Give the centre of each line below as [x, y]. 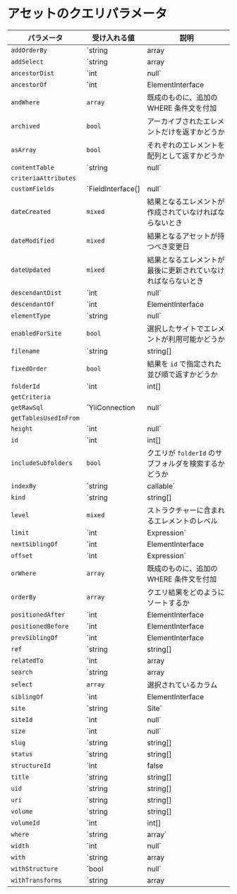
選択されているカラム [182, 684]
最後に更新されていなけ [186, 270]
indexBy [24, 486]
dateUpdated [31, 270]
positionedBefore [40, 626]
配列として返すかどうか [186, 155]
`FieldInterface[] [114, 188]
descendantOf [33, 304]
